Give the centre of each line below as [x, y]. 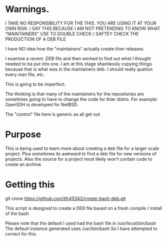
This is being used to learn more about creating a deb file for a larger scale [82, 148]
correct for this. [21, 233]
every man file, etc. [25, 74]
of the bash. [17, 213]
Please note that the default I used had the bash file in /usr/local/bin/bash [81, 223]
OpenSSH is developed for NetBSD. [42, 104]
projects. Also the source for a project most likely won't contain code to [79, 159]
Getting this [30, 185]
